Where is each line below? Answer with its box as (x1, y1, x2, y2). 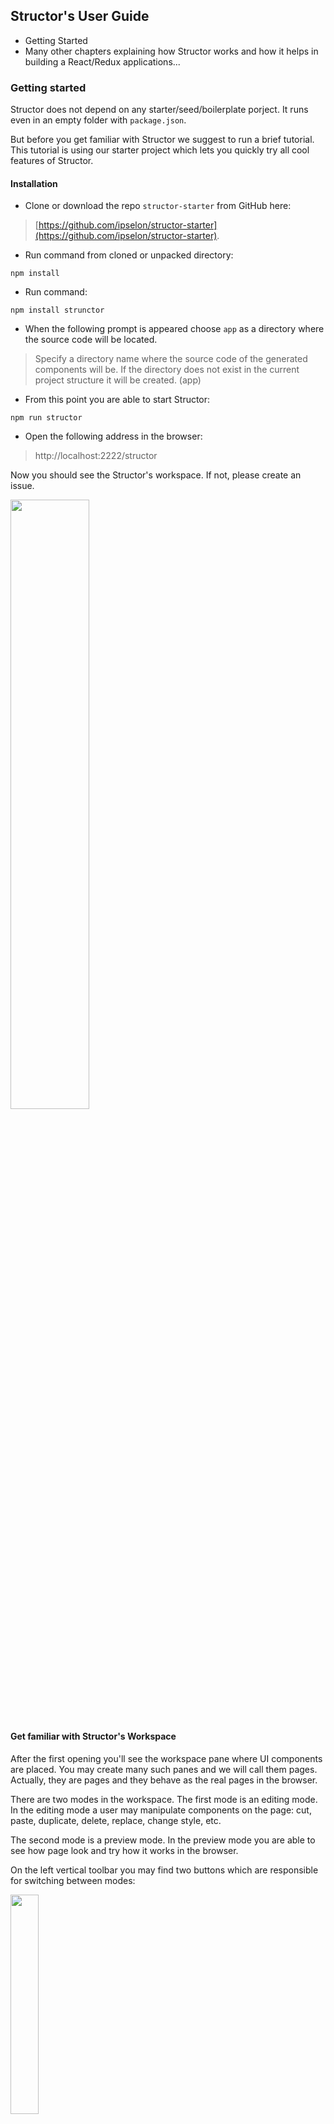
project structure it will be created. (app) (34, 374, 202, 386)
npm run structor (10, 413, 83, 423)
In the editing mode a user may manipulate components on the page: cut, (10, 1804, 312, 1816)
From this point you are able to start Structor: (24, 394, 211, 406)
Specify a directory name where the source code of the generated (34, 353, 308, 365)
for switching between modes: (10, 1874, 136, 1886)
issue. (10, 480, 35, 492)
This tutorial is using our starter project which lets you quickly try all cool (10, 144, 310, 156)
